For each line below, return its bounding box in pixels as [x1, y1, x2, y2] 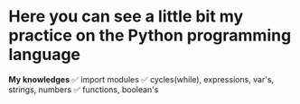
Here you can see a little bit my [8, 6, 244, 27]
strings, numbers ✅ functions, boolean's [8, 83, 159, 95]
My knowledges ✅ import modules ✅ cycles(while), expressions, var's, [8, 74, 275, 84]
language [8, 45, 81, 65]
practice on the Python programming [8, 25, 292, 46]
